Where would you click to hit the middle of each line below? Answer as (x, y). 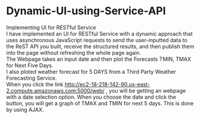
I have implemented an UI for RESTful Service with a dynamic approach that (99, 33)
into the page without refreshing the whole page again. (74, 52)
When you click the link (35, 84)
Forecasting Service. (32, 78)
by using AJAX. (25, 109)
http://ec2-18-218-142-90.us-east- (107, 84)
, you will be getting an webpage (146, 90)
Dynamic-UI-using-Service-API (86, 11)
